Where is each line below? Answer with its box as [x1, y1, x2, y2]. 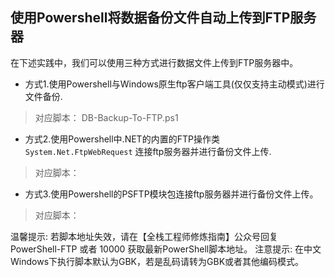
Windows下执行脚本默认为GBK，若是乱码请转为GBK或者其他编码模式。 [10, 255, 305, 267]
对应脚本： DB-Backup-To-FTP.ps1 [34, 111, 179, 123]
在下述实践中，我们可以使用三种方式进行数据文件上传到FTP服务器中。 [10, 56, 299, 68]
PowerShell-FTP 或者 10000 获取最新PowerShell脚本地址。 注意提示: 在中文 [10, 243, 322, 255]
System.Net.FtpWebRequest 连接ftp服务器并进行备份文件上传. [24, 145, 272, 157]
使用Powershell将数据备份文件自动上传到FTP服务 [10, 9, 317, 27]
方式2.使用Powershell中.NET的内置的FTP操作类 [24, 133, 220, 145]
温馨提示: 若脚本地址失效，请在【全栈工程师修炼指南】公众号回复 [10, 230, 278, 242]
